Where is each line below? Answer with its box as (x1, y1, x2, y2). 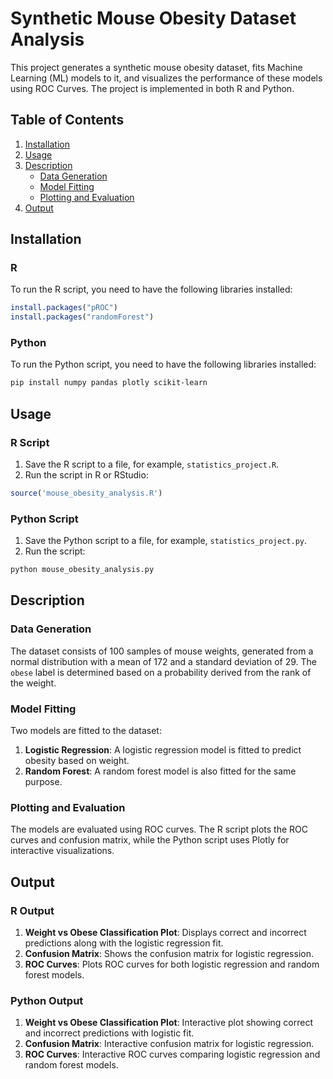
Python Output (10, 993, 84, 1007)
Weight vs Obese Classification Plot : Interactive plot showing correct (24, 1017, 314, 1029)
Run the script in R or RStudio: (24, 469, 149, 481)
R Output (10, 903, 55, 917)
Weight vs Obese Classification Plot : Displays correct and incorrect (24, 927, 307, 939)
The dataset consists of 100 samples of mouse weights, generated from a (10, 645, 314, 657)
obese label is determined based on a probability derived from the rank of (10, 666, 312, 678)
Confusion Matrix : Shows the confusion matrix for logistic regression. (24, 948, 314, 960)
